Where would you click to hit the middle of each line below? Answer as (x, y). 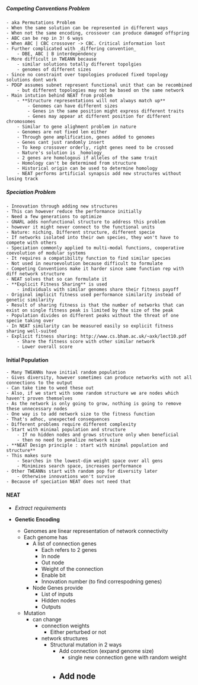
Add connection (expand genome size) (106, 651)
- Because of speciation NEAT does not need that (69, 482)
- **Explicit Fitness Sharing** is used (57, 284)
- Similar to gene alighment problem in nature (76, 127)
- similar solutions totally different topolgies (79, 64)
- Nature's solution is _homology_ (61, 153)
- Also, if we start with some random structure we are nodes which (92, 393)
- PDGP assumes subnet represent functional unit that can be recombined (99, 85)
